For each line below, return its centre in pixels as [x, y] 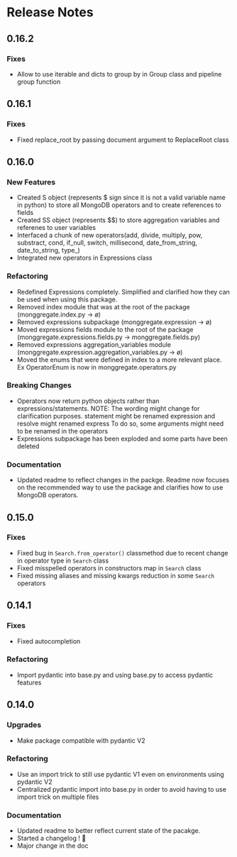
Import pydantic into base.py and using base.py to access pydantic [115, 675]
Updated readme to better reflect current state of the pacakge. [109, 831]
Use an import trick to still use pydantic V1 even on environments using [120, 774]
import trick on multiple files [58, 797]
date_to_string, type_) [48, 250]
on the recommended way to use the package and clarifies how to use [120, 487]
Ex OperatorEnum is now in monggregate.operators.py [97, 367]
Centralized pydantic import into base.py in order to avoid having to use [121, 789]
